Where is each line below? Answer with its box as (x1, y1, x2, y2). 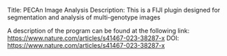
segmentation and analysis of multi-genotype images (7, 13, 161, 21)
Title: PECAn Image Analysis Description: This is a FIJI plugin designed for (7, 6, 221, 14)
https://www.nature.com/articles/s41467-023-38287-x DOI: (7, 34, 180, 42)
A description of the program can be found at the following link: (7, 27, 190, 35)
